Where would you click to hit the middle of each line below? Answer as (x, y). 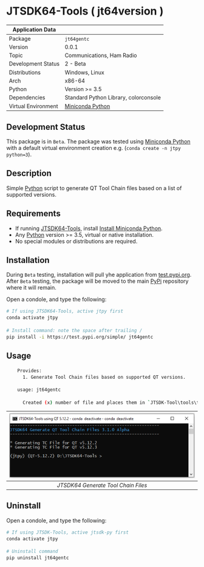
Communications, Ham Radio (101, 55)
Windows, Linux (84, 72)
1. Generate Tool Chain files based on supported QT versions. (104, 377)
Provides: (30, 371)
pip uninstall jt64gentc (38, 558)
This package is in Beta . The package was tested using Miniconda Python (98, 141)
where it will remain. (31, 288)
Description (29, 173)
